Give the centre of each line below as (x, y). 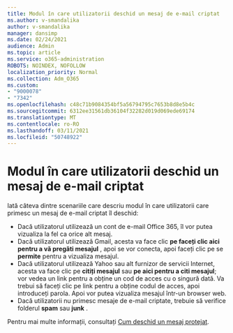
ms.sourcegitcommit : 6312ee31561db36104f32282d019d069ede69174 (101, 111)
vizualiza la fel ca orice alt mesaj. (65, 234)
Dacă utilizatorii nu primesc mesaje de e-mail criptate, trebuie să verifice (122, 301)
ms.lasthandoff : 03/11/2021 (48, 131)
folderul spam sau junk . (53, 309)
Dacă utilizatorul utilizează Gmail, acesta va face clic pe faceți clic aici (118, 242)
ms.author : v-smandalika (43, 20)
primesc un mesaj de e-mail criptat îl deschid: (73, 213)
